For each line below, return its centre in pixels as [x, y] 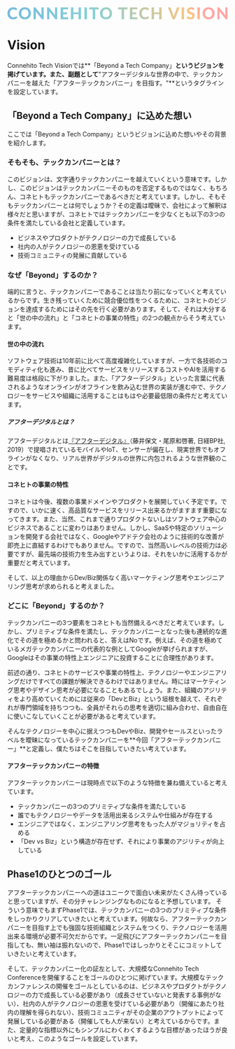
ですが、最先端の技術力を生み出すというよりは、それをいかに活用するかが [120, 554]
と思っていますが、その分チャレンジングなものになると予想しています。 [111, 901]
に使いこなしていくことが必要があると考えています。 [83, 716]
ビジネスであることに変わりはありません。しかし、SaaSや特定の [100, 528]
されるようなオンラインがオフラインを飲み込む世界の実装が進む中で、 [108, 387]
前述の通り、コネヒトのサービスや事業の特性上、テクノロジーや [99, 673]
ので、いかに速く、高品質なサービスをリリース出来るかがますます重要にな [120, 510]
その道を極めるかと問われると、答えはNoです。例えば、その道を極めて [121, 640]
